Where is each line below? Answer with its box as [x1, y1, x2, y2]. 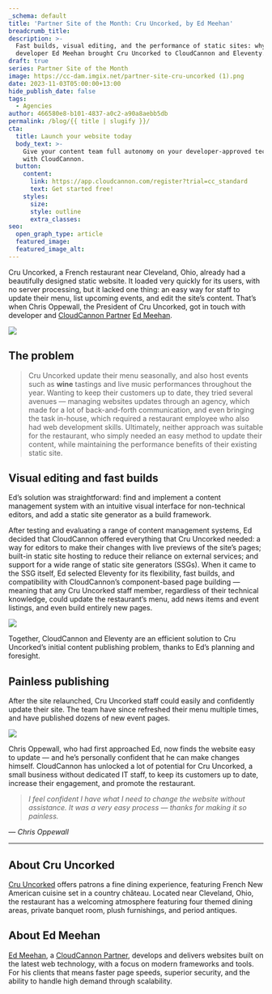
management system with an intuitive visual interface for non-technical [8, 501, 245, 511]
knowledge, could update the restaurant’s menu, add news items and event [8, 594, 259, 604]
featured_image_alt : [15, 245, 85, 253]
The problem [8, 349, 74, 363]
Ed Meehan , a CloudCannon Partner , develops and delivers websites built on [8, 950, 264, 960]
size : [29, 200, 49, 208]
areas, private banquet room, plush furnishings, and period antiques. [8, 906, 237, 915]
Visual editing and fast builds [8, 471, 159, 485]
